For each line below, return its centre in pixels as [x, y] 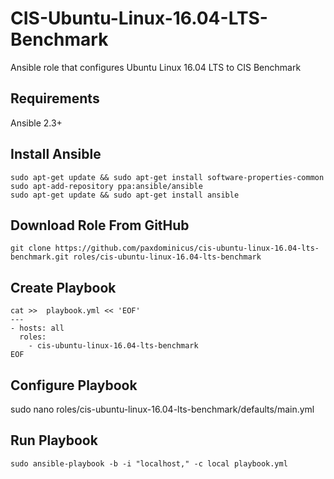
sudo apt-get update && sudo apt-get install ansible [125, 195]
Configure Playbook [74, 385]
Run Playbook [54, 440]
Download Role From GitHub [100, 225]
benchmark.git [40, 257]
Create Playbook [63, 287]
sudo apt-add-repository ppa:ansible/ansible [106, 186]
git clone [31, 248]
